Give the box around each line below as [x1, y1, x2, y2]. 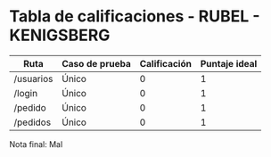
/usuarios [13, 72, 53, 85]
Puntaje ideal [200, 57, 258, 70]
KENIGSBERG [9, 25, 111, 45]
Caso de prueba [62, 57, 131, 70]
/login [13, 87, 38, 99]
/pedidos [13, 116, 52, 128]
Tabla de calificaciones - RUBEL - [9, 6, 260, 27]
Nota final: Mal [9, 138, 63, 149]
